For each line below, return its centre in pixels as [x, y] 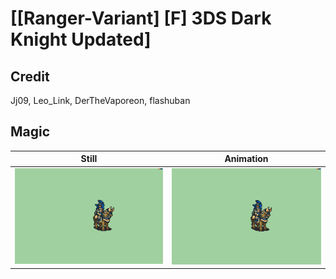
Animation [246, 159]
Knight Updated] [81, 39]
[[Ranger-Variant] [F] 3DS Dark [141, 18]
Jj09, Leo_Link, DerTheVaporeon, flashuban [100, 100]
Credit [30, 76]
